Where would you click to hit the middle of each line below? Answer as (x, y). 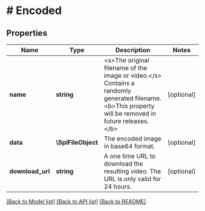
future (113, 121)
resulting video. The (132, 171)
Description (133, 50)
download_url (30, 171)
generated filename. (132, 98)
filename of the (125, 68)
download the (123, 164)
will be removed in (130, 113)
